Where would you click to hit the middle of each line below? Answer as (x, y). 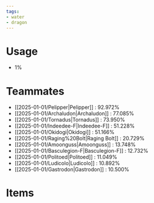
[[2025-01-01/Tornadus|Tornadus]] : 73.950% (70, 120)
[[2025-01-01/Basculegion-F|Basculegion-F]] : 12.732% (81, 151)
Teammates (35, 91)
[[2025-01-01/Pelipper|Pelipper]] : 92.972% (67, 107)
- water (15, 17)
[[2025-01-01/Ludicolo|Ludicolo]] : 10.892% (67, 163)
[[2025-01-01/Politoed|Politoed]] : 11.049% (66, 157)
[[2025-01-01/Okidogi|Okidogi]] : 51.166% (64, 132)
